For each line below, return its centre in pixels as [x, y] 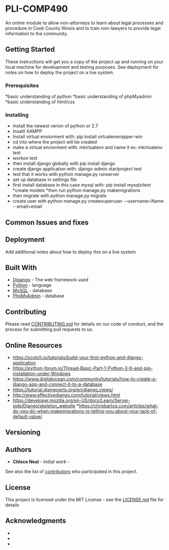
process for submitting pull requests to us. [49, 330]
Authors [18, 450]
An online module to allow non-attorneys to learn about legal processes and [84, 23]
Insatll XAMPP [27, 131]
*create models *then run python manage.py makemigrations [76, 191]
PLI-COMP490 [37, 9]
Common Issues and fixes [47, 222]
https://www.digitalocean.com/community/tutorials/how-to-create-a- [85, 379]
